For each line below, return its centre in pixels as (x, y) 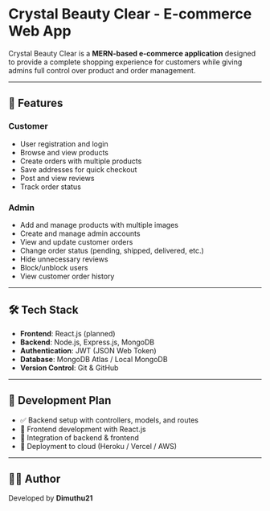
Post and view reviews (57, 178)
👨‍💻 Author (35, 478)
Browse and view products (64, 152)
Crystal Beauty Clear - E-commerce (130, 14)
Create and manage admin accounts (80, 233)
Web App (40, 31)
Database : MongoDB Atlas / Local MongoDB (94, 359)
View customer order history (67, 276)
